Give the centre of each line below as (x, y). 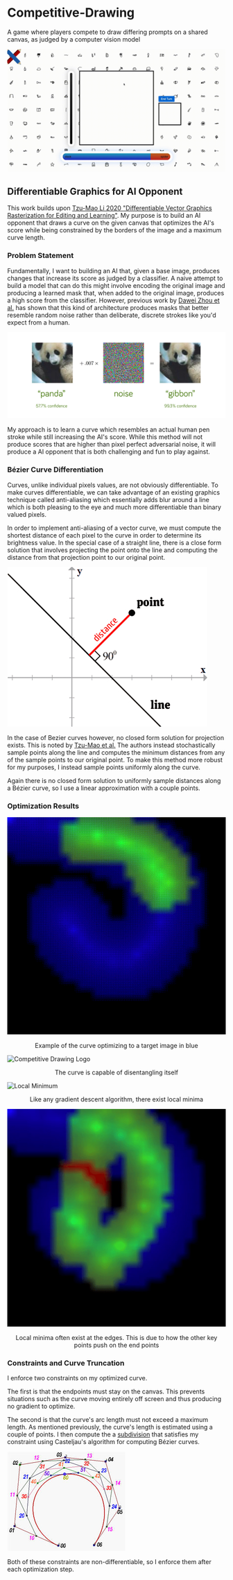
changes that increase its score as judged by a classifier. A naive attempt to (115, 278)
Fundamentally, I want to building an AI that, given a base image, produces (114, 271)
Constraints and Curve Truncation (66, 1363)
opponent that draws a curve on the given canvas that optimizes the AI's (111, 223)
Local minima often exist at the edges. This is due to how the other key (116, 1337)
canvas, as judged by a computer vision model (74, 39)
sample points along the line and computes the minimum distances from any (116, 752)
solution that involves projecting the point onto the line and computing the (113, 550)
